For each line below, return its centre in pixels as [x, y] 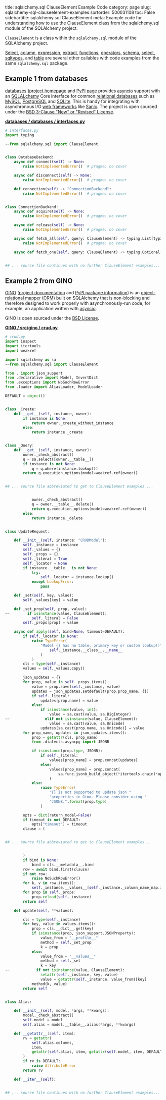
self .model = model [43, 1020]
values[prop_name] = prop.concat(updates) [94, 760]
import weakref [21, 351]
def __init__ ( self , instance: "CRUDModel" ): [61, 540]
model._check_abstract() [48, 1015]
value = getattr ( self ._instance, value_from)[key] [94, 979]
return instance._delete [57, 518]
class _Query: [20, 445]
